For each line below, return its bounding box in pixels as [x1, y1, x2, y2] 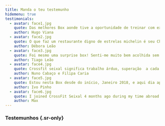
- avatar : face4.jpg [9, 62, 52, 67]
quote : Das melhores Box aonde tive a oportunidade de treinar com [14, 25, 155, 30]
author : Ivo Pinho [14, 84, 52, 90]
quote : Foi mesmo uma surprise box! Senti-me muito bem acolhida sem [14, 52, 160, 58]
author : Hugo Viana [14, 30, 54, 35]
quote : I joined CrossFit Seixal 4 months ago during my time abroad [14, 94, 160, 99]
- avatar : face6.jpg [9, 89, 52, 94]
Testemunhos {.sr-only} [5, 115, 64, 122]
